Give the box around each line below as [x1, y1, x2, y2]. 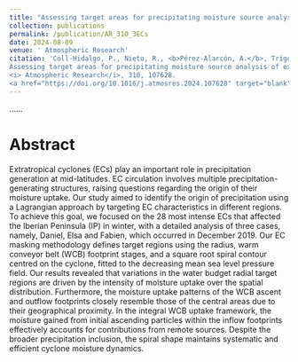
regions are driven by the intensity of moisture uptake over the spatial [9, 277, 263, 287]
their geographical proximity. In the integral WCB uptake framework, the [9, 305, 272, 316]
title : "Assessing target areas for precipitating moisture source [9, 12, 264, 22]
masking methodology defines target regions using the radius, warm [9, 239, 259, 249]
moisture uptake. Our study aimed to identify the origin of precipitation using [9, 192, 289, 202]
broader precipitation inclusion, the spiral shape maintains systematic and [9, 334, 279, 344]
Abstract [9, 134, 75, 154]
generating [9, 183, 50, 193]
